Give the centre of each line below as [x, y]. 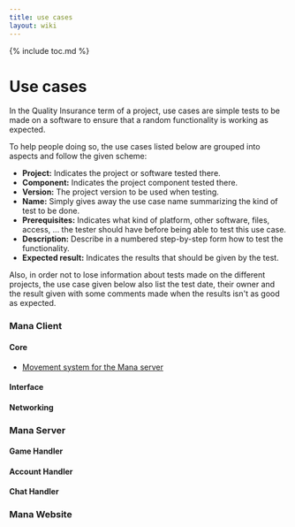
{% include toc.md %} [49, 50]
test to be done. [51, 211]
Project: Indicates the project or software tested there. [121, 173]
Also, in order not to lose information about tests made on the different [137, 275]
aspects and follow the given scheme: [78, 157]
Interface [26, 387]
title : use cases [41, 17]
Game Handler [36, 451]
